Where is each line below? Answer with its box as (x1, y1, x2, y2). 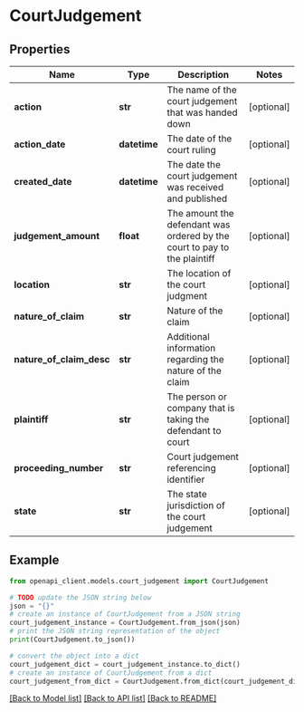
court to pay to (166, 241, 230, 254)
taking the (166, 413, 210, 426)
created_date (14, 176, 72, 188)
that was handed (166, 106, 238, 119)
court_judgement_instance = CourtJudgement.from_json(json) (9, 618, 242, 628)
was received (166, 181, 224, 193)
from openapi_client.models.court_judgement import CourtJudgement (9, 576, 270, 585)
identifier (166, 473, 205, 486)
